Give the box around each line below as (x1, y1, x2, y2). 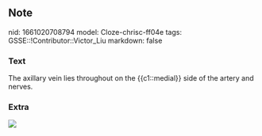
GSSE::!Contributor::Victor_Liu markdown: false (8, 36, 163, 45)
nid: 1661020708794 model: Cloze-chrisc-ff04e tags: (8, 27, 183, 36)
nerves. (8, 82, 33, 92)
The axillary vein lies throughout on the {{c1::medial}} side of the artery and (8, 74, 254, 83)
